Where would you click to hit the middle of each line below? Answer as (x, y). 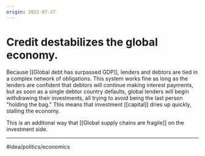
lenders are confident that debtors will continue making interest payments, (100, 85)
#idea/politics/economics (38, 146)
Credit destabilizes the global (82, 42)
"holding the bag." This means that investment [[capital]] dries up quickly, (99, 104)
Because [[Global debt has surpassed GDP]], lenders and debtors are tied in (102, 72)
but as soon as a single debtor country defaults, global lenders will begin (98, 91)
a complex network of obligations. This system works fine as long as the (97, 78)
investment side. (27, 129)
